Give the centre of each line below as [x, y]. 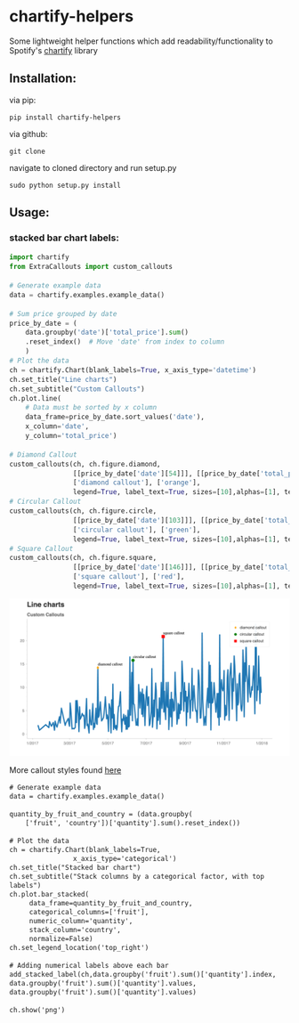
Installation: [43, 79]
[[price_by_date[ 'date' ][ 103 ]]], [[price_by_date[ [169, 520]
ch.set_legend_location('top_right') [79, 948]
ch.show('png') [37, 1011]
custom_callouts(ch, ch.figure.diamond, [85, 464]
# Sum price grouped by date [63, 313]
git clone [28, 151]
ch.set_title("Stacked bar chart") [75, 868]
